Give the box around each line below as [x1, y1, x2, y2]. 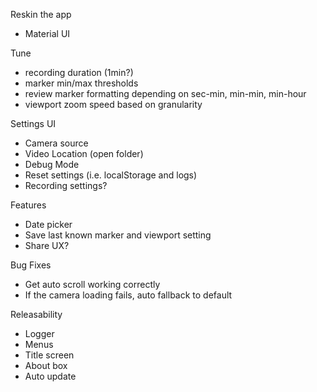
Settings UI [10, 118, 57, 129]
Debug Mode [24, 159, 80, 170]
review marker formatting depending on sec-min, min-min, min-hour [24, 88, 307, 99]
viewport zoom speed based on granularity [24, 99, 203, 110]
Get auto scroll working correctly [24, 279, 161, 290]
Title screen [24, 349, 75, 361]
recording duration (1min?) [24, 67, 134, 78]
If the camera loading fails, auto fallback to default [24, 289, 233, 301]
